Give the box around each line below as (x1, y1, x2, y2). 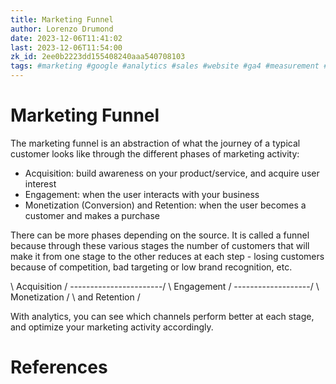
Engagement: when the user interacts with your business (24, 188, 260, 200)
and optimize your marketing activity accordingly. (10, 321, 214, 333)
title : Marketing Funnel (10, 14, 114, 25)
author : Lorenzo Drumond (10, 24, 114, 34)
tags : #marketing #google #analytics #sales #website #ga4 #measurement (10, 61, 320, 71)
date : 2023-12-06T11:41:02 (10, 33, 123, 43)
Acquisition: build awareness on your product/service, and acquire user (24, 167, 320, 179)
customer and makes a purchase (24, 209, 160, 221)
